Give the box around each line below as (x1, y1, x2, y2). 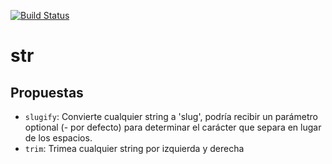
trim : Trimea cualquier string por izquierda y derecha (24, 143, 245, 154)
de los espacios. (24, 132, 93, 144)
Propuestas (10, 84, 84, 101)
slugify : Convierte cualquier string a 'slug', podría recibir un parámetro (24, 111, 318, 122)
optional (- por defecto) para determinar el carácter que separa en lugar (24, 121, 322, 133)
